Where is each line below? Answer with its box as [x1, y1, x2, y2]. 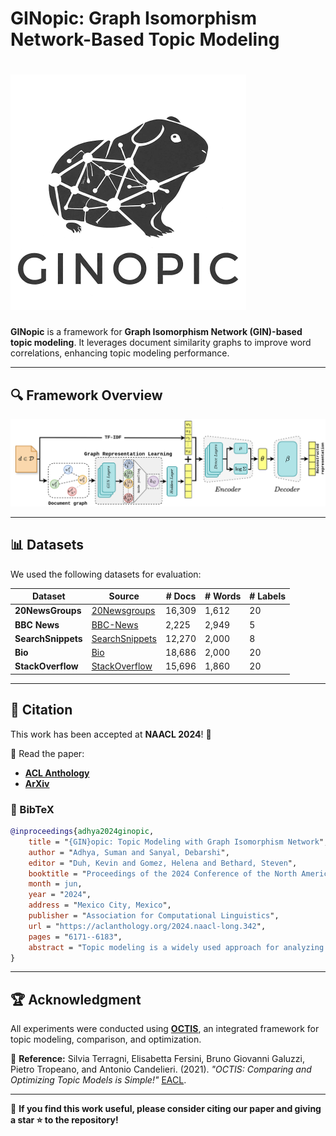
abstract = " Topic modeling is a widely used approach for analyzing [28, 942, 325, 952]
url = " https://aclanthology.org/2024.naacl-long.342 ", [28, 921, 267, 931]
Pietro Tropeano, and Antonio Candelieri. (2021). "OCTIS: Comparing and [10, 1063, 312, 1076]
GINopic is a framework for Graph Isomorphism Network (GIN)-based [10, 326, 303, 338]
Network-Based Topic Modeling [10, 28, 280, 51]
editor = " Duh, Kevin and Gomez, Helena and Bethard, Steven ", [28, 858, 298, 868]
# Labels [249, 590, 287, 602]
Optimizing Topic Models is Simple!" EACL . [10, 1074, 187, 1086]
